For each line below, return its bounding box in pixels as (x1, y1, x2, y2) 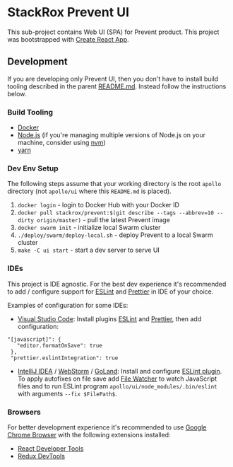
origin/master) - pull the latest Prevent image (36, 216, 171, 224)
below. (7, 89, 27, 98)
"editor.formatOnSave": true (16, 342, 102, 349)
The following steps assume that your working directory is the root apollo (7, 180, 222, 188)
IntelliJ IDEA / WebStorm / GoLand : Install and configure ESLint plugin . (17, 367, 222, 375)
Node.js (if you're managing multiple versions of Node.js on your (17, 131, 206, 139)
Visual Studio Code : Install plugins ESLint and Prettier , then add (17, 314, 202, 323)
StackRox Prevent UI (7, 4, 129, 21)
